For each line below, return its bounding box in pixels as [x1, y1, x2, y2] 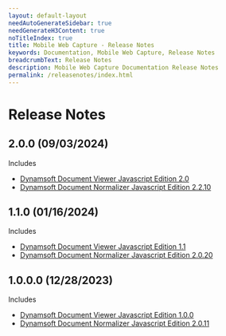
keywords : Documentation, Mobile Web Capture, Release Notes [8, 49, 216, 57]
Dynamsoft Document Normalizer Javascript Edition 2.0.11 [19, 318, 209, 328]
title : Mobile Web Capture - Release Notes [8, 42, 155, 49]
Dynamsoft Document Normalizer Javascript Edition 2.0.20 [19, 251, 213, 260]
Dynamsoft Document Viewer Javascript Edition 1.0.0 [19, 310, 194, 320]
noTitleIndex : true [8, 34, 73, 42]
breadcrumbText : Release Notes [8, 57, 112, 65]
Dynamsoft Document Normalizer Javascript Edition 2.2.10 [19, 182, 212, 192]
